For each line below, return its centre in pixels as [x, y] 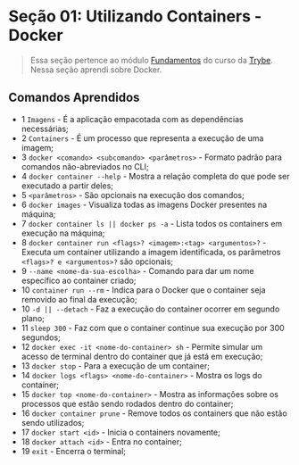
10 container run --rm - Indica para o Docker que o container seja [143, 290]
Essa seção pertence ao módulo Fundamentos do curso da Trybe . [151, 60]
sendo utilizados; [53, 422]
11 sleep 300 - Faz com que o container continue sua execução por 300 [153, 328]
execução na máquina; [63, 233]
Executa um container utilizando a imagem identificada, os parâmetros [151, 252]
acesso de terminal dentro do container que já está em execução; [142, 356]
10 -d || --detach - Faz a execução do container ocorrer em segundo [150, 309]
